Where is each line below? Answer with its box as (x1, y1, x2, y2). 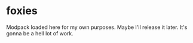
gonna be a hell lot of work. (6, 29, 73, 37)
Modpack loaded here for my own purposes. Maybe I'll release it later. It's (6, 24, 188, 31)
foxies (6, 4, 38, 18)
